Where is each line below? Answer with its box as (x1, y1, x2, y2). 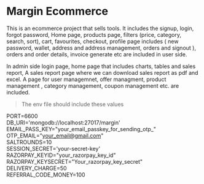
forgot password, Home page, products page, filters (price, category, (6, 31, 181, 38)
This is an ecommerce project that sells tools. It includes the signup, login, (6, 25, 194, 32)
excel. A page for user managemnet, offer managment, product (6, 75, 167, 83)
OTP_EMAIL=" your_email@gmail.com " (6, 132, 104, 139)
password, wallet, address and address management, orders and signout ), (6, 44, 197, 52)
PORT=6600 (6, 112, 38, 120)
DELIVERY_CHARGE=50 (6, 164, 67, 172)
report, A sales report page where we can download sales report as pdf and (6, 69, 198, 76)
